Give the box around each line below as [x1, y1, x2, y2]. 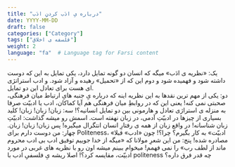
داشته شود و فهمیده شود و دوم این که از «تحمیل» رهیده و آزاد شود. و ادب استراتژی [7, 76, 226, 84]
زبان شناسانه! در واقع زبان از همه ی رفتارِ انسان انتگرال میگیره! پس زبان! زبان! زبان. [7, 121, 228, 129]
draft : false [7, 23, 46, 30]
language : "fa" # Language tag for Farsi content [7, 50, 159, 57]
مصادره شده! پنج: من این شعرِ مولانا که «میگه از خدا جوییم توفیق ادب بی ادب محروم [7, 135, 229, 144]
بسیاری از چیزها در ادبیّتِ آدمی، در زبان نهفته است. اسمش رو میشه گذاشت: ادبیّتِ [7, 113, 222, 121]
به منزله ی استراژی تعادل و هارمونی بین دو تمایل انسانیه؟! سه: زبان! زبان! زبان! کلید [7, 106, 227, 114]
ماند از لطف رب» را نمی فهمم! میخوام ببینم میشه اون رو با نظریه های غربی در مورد [7, 143, 227, 152]
